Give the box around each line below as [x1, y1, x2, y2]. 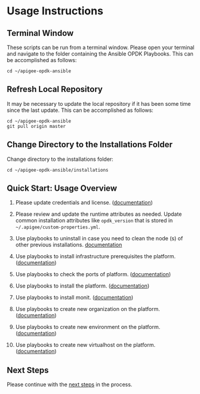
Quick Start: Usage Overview [7, 184, 118, 194]
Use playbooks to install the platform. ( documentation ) [15, 282, 150, 289]
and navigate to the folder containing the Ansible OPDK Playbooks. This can [7, 50, 193, 57]
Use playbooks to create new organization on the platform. [15, 306, 161, 313]
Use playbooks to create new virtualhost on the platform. [15, 341, 156, 349]
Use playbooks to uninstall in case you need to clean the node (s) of [15, 235, 183, 242]
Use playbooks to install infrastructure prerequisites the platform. [15, 253, 176, 260]
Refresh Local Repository [7, 84, 103, 94]
